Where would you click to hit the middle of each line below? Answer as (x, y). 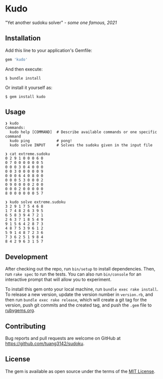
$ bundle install (23, 78)
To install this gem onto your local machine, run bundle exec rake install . (82, 289)
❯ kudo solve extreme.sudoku (35, 202)
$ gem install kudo (25, 96)
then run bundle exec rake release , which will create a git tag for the (76, 300)
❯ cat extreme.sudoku (28, 154)
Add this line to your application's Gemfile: (49, 50)
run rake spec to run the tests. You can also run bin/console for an (73, 274)
